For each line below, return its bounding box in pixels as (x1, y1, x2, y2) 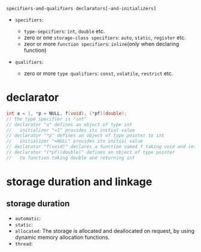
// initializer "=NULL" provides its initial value (6, 138, 144, 145)
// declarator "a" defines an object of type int (6, 121, 133, 128)
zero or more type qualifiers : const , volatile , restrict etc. (23, 70, 173, 77)
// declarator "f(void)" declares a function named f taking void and (6, 144, 186, 150)
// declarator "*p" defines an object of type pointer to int (6, 133, 165, 139)
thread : (14, 239, 33, 247)
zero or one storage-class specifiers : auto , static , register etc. (23, 34, 187, 41)
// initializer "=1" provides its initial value (6, 127, 135, 133)
